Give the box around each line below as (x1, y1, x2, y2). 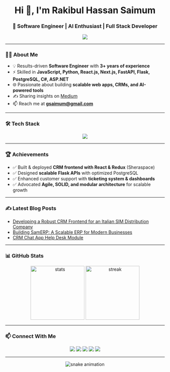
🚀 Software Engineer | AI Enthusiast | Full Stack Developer (12, 23, 158, 30)
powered (12, 87, 32, 93)
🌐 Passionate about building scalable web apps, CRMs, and (12, 81, 139, 88)
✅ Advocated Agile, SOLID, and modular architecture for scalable (12, 181, 151, 188)
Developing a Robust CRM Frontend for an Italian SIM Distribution (12, 218, 149, 225)
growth (12, 187, 28, 193)
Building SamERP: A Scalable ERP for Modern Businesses (12, 229, 133, 235)
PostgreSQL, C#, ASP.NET (12, 76, 69, 82)
